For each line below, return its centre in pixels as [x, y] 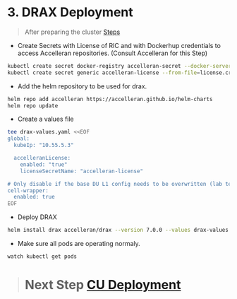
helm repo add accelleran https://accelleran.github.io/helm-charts [110, 99]
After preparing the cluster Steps [72, 32]
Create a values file [45, 119]
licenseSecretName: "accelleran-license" [81, 171]
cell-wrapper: [28, 190]
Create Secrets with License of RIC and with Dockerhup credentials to [119, 45]
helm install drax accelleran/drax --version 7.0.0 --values [99, 230]
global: [19, 139]
